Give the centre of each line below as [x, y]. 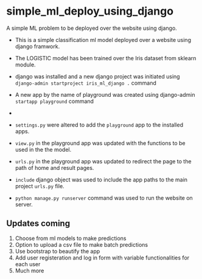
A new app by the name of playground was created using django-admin [105, 94]
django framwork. [37, 46]
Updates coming [38, 224]
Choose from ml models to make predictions [71, 238]
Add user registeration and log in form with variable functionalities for [102, 258]
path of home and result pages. [54, 168]
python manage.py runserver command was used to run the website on [104, 198]
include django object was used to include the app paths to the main [101, 179]
